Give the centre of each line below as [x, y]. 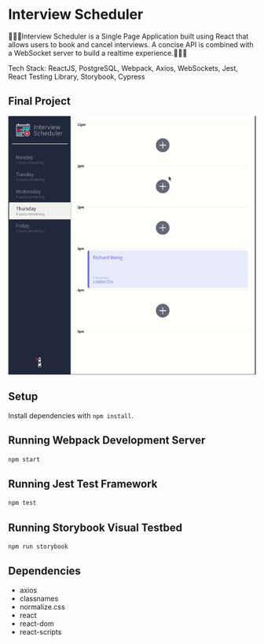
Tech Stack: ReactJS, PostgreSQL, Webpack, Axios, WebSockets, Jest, [123, 68]
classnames [39, 598]
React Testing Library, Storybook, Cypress [77, 76]
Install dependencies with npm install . [71, 415]
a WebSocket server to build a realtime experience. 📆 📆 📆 [98, 53]
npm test [22, 503]
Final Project [39, 101]
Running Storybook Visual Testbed [95, 527]
